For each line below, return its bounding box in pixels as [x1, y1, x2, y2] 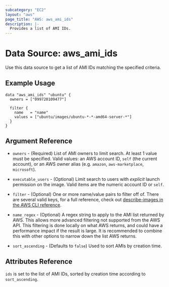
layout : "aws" [5, 12, 35, 17]
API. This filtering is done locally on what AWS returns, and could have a [12, 222, 163, 228]
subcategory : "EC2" [5, 7, 46, 13]
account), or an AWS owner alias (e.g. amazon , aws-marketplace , [12, 161, 144, 167]
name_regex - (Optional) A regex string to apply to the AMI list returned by [12, 211, 164, 218]
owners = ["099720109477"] [10, 97, 67, 102]
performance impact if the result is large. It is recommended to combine [12, 228, 162, 234]
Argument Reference [5, 137, 73, 146]
